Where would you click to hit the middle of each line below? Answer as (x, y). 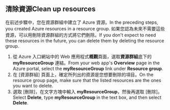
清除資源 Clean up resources (51, 9)
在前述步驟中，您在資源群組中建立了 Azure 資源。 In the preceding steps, (82, 22)
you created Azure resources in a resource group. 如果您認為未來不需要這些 (85, 28)
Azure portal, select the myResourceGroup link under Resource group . (88, 68)
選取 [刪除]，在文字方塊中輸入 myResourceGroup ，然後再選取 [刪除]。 (87, 91)
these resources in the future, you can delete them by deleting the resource (85, 41)
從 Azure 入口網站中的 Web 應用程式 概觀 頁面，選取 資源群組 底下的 (82, 56)
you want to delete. (33, 86)
